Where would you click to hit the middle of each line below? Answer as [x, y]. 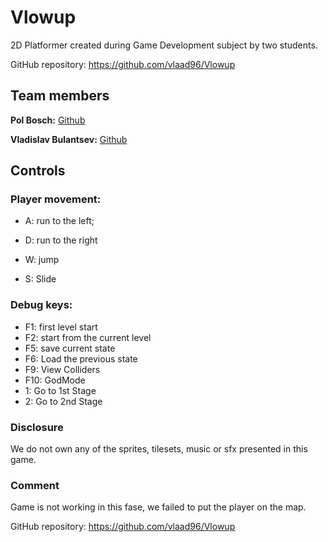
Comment [35, 485]
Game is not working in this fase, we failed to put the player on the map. [158, 507]
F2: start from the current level [88, 337]
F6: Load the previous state [81, 358]
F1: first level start [61, 327]
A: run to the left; [59, 221]
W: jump [42, 260]
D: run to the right [61, 240]
